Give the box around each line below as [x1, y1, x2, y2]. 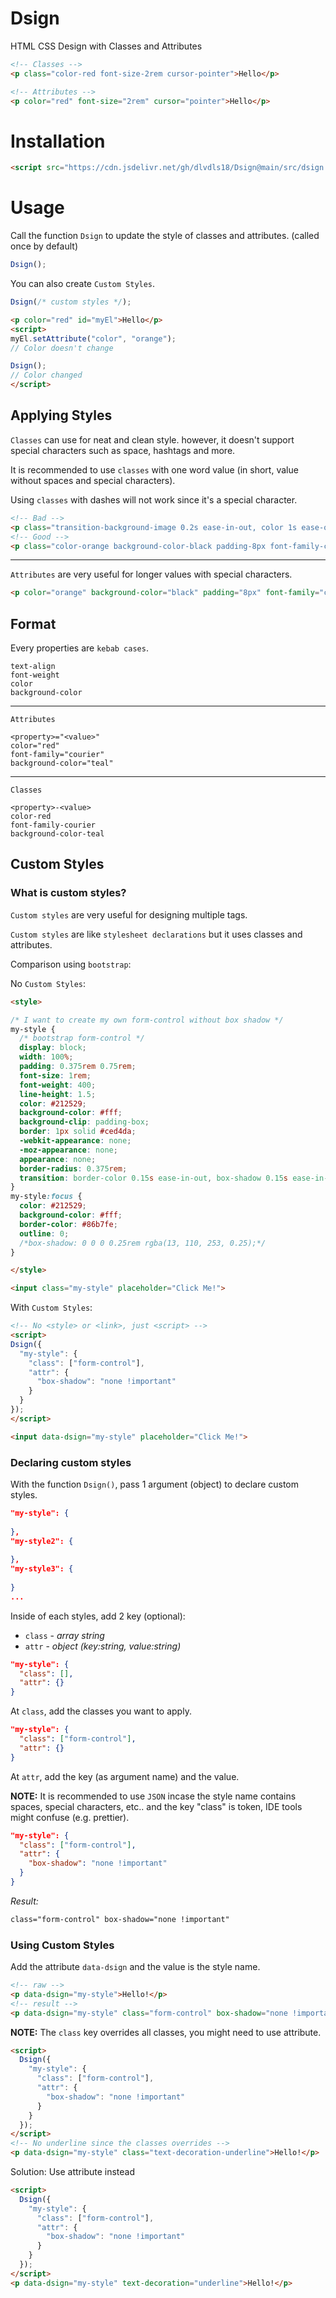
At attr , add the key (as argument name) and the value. [10, 1770, 240, 1782]
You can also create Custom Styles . [10, 278, 156, 290]
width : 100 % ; [19, 1052, 74, 1062]
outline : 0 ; [19, 1228, 70, 1239]
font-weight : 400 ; [19, 1080, 97, 1090]
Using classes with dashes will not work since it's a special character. [10, 493, 298, 506]
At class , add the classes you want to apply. [10, 1705, 192, 1717]
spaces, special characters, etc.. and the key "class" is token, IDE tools [10, 1800, 303, 1812]
